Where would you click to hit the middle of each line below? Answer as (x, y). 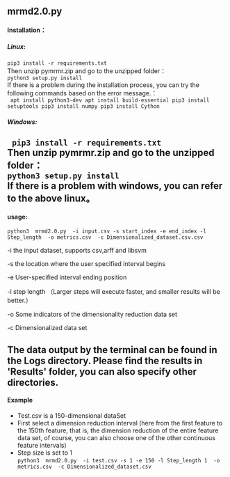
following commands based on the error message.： (82, 93)
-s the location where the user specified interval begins (86, 264)
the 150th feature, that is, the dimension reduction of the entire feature (118, 430)
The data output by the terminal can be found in (112, 350)
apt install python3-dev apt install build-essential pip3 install (110, 100)
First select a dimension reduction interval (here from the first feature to (120, 423)
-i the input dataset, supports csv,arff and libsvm (77, 251)
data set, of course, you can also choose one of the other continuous (116, 437)
